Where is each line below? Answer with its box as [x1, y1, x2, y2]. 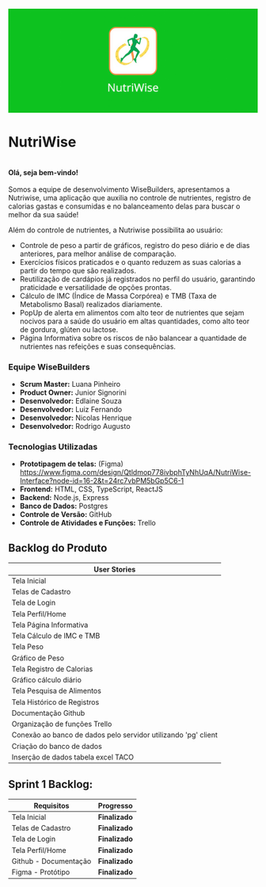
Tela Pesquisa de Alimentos [11, 686, 101, 696]
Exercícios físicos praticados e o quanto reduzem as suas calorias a [19, 257, 241, 266]
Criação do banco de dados [11, 741, 103, 751]
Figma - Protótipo [11, 867, 70, 877]
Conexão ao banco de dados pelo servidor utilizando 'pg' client [11, 730, 218, 740]
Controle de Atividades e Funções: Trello [19, 518, 156, 528]
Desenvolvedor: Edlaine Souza [19, 396, 123, 405]
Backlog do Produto [8, 541, 108, 555]
